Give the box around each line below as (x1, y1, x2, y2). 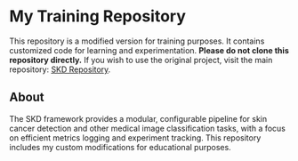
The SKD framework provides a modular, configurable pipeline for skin (9, 113, 268, 124)
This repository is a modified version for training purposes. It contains (9, 36, 265, 46)
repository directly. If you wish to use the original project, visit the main (9, 54, 273, 65)
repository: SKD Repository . (9, 64, 111, 75)
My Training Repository (9, 6, 187, 27)
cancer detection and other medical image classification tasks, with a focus (9, 123, 286, 133)
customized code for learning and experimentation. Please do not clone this (9, 44, 289, 55)
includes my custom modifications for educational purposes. (9, 141, 231, 152)
